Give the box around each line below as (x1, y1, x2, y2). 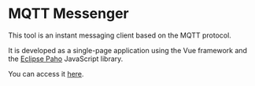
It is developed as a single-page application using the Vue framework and (8, 45, 248, 55)
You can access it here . (8, 69, 84, 78)
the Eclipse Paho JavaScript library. (8, 54, 124, 63)
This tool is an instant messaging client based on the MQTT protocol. (8, 30, 232, 40)
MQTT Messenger (8, 5, 129, 23)
